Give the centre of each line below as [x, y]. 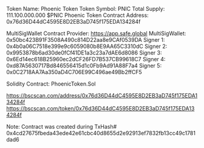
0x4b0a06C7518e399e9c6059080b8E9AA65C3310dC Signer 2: [87, 46]
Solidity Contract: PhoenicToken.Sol [51, 84]
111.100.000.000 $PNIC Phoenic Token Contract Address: [77, 15]
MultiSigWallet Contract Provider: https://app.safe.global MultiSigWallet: [96, 33]
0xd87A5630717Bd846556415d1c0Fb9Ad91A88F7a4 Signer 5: [84, 66]
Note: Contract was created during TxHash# [62, 126]
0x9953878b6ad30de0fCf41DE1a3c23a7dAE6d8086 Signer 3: [84, 53]
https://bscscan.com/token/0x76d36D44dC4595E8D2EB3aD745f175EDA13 [100, 108]
